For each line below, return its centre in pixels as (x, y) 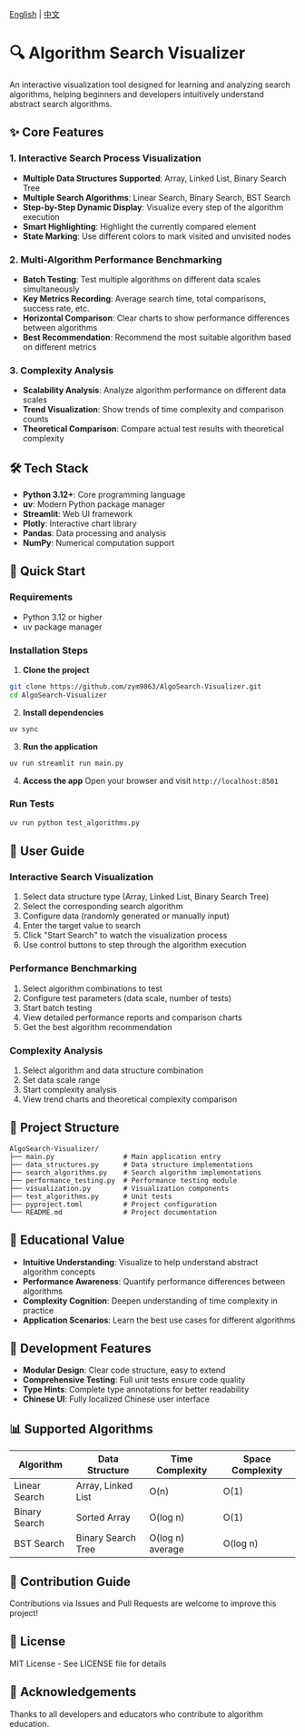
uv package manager (62, 627)
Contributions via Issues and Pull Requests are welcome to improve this (143, 1603)
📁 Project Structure (64, 1128)
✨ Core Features (57, 132)
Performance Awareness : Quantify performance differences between (154, 1281)
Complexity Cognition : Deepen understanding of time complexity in (150, 1300)
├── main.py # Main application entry (115, 1156)
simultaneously (51, 289)
